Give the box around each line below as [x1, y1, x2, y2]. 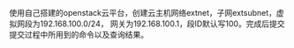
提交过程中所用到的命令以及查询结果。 [9, 30, 148, 39]
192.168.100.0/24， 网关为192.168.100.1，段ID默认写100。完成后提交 [39, 18, 285, 29]
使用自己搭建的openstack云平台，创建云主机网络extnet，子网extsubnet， [9, 8, 276, 17]
